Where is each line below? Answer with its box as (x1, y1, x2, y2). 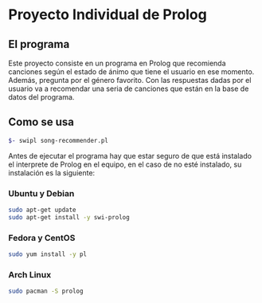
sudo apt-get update (8, 206, 77, 214)
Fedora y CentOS (8, 232, 76, 243)
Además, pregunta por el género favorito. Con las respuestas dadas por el (8, 76, 252, 85)
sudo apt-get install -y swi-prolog (8, 213, 130, 221)
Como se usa (8, 116, 74, 129)
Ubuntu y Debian (8, 187, 75, 199)
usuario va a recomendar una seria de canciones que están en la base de (8, 84, 249, 93)
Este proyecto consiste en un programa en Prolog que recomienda (8, 58, 226, 68)
